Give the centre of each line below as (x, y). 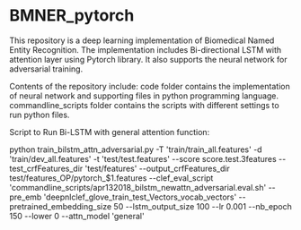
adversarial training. (46, 69)
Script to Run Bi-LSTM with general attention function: (110, 132)
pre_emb (26, 197)
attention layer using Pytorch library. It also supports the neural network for (148, 59)
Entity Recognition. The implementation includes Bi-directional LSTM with (146, 49)
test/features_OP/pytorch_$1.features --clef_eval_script (111, 178)
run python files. (40, 115)
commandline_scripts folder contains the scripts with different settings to (145, 105)
